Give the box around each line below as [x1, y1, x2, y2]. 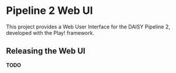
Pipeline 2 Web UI [6, 4, 94, 17]
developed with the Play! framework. [6, 29, 95, 36]
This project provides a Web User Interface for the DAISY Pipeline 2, [6, 23, 171, 30]
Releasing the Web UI [6, 46, 86, 56]
